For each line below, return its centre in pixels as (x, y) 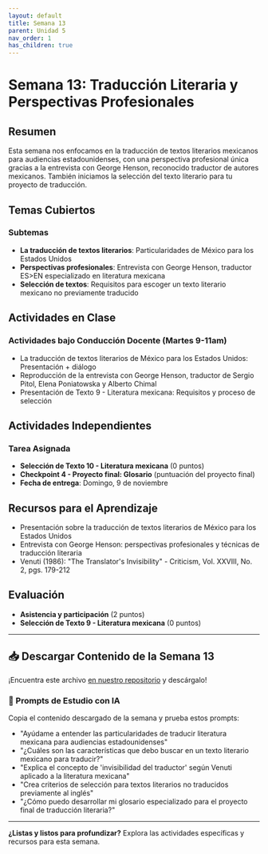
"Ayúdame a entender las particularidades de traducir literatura (123, 733)
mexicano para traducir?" (61, 759)
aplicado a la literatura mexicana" (75, 776)
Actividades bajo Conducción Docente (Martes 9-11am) (118, 341)
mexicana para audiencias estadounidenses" (94, 742)
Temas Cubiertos (52, 210)
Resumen (32, 132)
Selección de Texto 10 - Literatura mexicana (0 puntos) (112, 466)
